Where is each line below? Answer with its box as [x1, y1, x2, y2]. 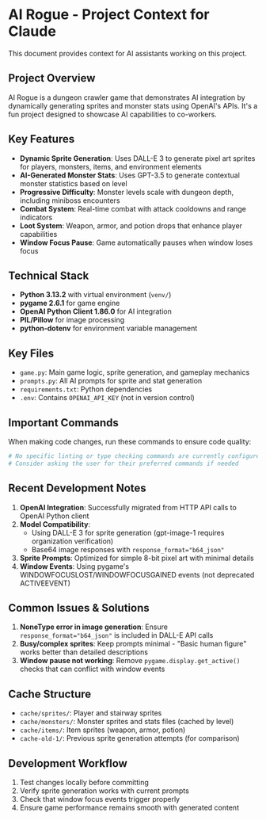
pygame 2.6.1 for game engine [19, 299, 120, 308]
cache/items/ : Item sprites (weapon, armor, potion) [19, 725, 186, 734]
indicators [19, 212, 53, 222]
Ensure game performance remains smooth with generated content [19, 803, 240, 812]
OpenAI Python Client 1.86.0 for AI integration [19, 307, 172, 316]
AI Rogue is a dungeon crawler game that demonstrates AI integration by [8, 93, 245, 102]
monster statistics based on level [19, 178, 128, 188]
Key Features [8, 132, 75, 146]
